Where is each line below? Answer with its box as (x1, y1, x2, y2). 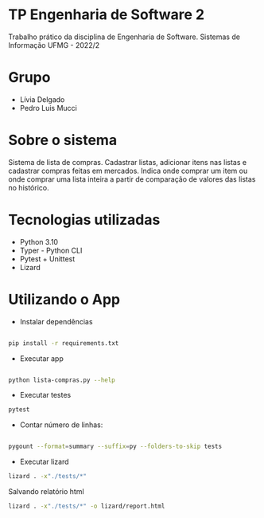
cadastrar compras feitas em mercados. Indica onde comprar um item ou (8, 166, 248, 175)
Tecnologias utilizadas (8, 211, 161, 229)
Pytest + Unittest (19, 253, 76, 264)
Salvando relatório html (8, 487, 85, 496)
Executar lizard (19, 457, 69, 467)
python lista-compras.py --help (8, 376, 115, 384)
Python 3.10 (19, 237, 58, 246)
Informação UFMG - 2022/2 (8, 40, 100, 49)
